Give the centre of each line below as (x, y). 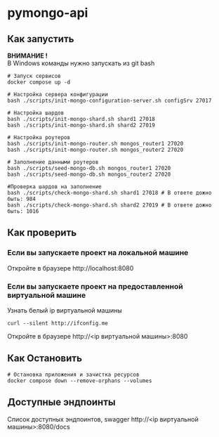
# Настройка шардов (36, 113)
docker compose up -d (39, 82)
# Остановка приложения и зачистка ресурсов (73, 374)
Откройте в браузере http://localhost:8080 (71, 268)
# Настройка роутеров (39, 138)
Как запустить (41, 39)
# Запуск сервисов (34, 76)
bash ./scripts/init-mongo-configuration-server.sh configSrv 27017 (109, 100)
